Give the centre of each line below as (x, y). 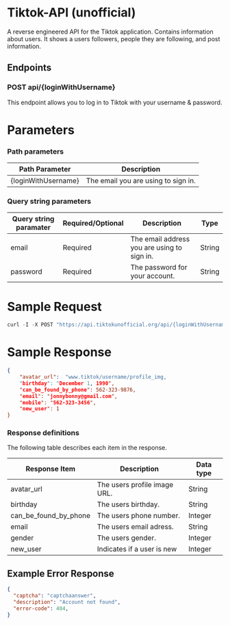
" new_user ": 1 (39, 409)
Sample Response (59, 352)
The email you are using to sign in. (141, 181)
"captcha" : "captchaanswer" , (55, 596)
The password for (159, 268)
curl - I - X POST (30, 325)
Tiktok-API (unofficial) (72, 13)
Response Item (51, 469)
